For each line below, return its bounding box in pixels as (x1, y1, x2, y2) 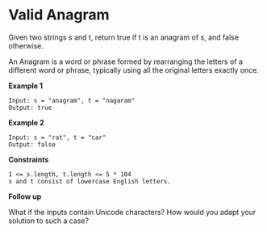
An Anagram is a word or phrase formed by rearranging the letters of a (8, 57, 244, 66)
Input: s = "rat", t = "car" (8, 133, 106, 141)
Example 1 (8, 81, 43, 91)
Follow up (8, 192, 42, 201)
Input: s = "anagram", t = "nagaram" (8, 96, 136, 104)
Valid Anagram (8, 6, 111, 24)
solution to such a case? (8, 216, 90, 226)
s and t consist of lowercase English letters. (8, 177, 172, 185)
